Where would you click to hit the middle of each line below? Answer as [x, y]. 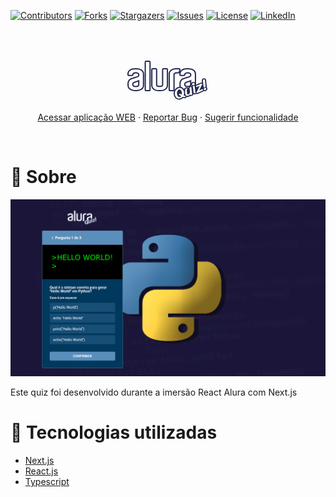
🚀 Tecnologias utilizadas [114, 432]
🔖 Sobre [43, 177]
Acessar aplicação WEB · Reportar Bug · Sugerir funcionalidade [168, 117]
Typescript [47, 481]
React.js [41, 471]
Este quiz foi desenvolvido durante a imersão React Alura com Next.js [154, 392]
